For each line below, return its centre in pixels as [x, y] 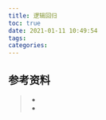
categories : [28, 46]
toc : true [25, 23]
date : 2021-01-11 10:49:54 [53, 30]
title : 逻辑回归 [33, 16]
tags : [17, 38]
